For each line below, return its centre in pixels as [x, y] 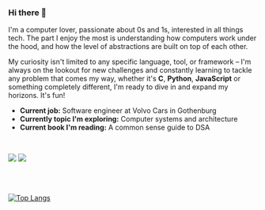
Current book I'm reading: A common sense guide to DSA [115, 127]
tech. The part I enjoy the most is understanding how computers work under [132, 38]
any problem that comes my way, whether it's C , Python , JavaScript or [125, 79]
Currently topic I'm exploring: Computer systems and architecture [129, 119]
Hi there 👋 [28, 13]
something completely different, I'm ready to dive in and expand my [118, 87]
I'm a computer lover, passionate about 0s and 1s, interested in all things [126, 30]
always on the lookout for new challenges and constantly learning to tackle [130, 70]
